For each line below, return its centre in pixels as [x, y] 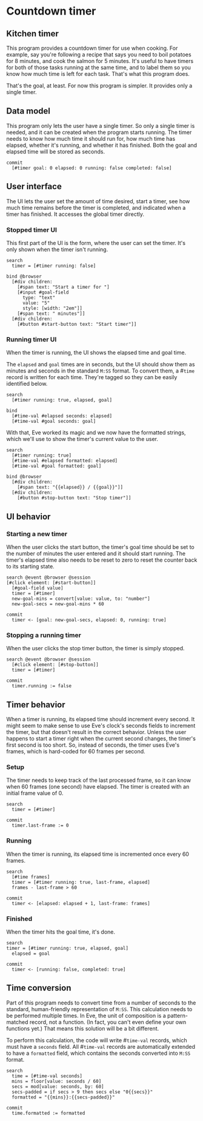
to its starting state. [30, 566]
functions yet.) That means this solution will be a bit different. [83, 1028]
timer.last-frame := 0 [40, 826]
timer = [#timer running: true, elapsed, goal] [68, 948]
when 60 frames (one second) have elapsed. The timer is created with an [98, 787]
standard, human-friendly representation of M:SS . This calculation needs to [99, 1009]
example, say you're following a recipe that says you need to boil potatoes [99, 55]
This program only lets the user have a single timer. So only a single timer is [101, 126]
